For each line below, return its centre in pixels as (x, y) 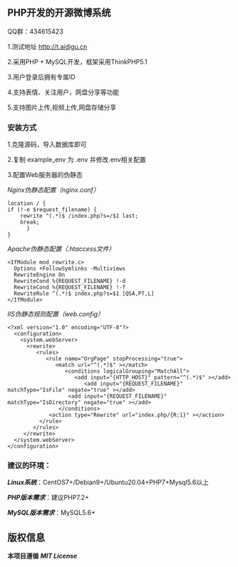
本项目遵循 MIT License (42, 556)
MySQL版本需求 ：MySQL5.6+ (52, 513)
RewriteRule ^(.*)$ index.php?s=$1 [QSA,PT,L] (84, 294)
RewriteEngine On (40, 275)
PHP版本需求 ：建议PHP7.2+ (48, 498)
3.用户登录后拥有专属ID (42, 76)
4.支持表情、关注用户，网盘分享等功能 (63, 92)
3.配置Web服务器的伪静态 (45, 175)
